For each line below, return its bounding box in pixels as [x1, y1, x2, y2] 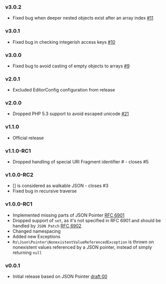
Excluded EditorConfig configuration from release [12, 87, 115, 93]
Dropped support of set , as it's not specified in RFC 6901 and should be [12, 217, 161, 223]
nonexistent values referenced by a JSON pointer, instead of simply [12, 244, 152, 250]
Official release [12, 135, 44, 141]
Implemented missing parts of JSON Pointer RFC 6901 [12, 212, 124, 218]
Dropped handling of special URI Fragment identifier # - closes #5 [12, 159, 149, 165]
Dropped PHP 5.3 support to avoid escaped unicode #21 [12, 111, 129, 117]
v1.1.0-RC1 [5, 147, 31, 154]
